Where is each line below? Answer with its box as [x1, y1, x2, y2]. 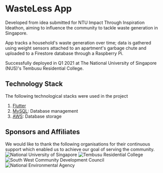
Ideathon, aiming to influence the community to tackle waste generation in [5, 24, 158, 30]
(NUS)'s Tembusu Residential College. [5, 65, 84, 71]
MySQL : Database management [12, 108, 78, 114]
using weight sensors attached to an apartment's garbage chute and [5, 45, 146, 51]
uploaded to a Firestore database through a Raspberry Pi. [5, 50, 123, 56]
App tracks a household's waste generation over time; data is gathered [5, 39, 151, 45]
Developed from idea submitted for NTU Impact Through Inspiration [5, 19, 145, 25]
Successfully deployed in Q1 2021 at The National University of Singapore [5, 60, 157, 66]
